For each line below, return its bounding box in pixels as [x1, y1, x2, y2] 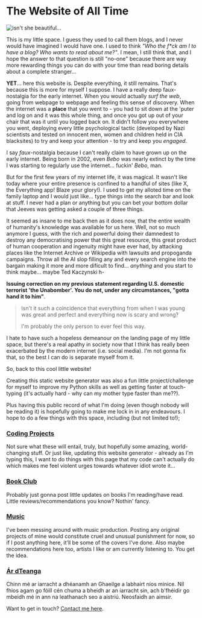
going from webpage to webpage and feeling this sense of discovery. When [6, 98, 195, 106]
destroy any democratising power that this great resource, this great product [6, 236, 197, 244]
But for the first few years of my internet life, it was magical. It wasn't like [6, 173, 188, 180]
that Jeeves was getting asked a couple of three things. [6, 205, 145, 212]
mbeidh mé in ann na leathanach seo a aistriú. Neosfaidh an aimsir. [6, 593, 173, 601]
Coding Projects [6, 429, 55, 438]
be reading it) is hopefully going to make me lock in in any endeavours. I [6, 408, 185, 415]
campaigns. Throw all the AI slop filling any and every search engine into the [6, 255, 196, 263]
